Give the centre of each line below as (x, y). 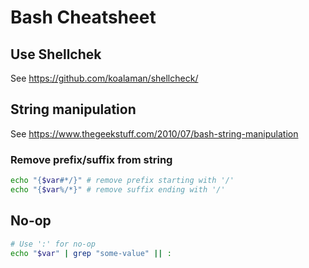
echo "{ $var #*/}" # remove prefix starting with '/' (122, 181)
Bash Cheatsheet (83, 17)
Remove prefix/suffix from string (91, 159)
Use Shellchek (56, 54)
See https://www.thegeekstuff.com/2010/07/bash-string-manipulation (154, 133)
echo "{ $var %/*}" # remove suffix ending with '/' (118, 189)
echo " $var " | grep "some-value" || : (91, 253)
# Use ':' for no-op (53, 244)
